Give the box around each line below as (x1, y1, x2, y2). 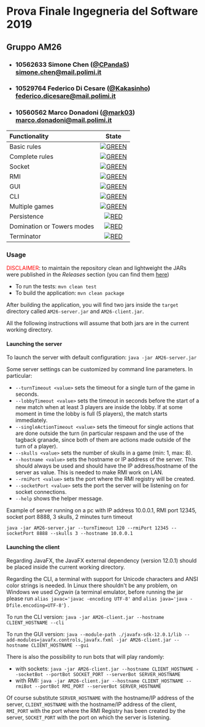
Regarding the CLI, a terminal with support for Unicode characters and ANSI (6, 575, 198, 583)
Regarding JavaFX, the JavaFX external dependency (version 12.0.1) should (6, 557, 197, 564)
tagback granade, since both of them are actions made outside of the (15, 436, 191, 444)
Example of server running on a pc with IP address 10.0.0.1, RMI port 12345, (6, 507, 197, 514)
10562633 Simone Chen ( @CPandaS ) (15, 60, 130, 69)
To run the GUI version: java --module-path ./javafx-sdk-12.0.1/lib (6, 631, 182, 638)
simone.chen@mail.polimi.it (15, 67, 102, 76)
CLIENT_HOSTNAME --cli (6, 620, 64, 626)
